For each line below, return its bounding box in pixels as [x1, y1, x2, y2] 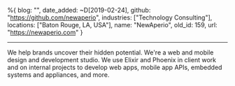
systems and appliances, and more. [7, 71, 110, 79]
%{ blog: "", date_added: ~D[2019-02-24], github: [7, 6, 151, 14]
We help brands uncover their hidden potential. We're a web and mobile [7, 48, 214, 57]
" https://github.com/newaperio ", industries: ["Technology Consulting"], [7, 13, 213, 22]
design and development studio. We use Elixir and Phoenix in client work [7, 56, 217, 64]
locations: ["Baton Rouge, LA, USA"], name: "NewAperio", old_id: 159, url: [7, 21, 218, 29]
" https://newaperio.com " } [7, 28, 83, 36]
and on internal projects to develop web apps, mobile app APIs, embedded [7, 63, 222, 71]
